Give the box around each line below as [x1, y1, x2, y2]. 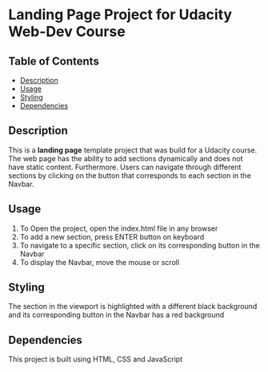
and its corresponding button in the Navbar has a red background [8, 310, 225, 320]
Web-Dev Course [8, 22, 126, 41]
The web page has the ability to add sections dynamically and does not [8, 153, 243, 163]
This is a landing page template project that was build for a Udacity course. [8, 145, 258, 155]
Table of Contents [8, 54, 100, 68]
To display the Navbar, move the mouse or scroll [19, 257, 180, 267]
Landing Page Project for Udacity [8, 6, 233, 24]
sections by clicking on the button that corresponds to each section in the [8, 170, 252, 180]
